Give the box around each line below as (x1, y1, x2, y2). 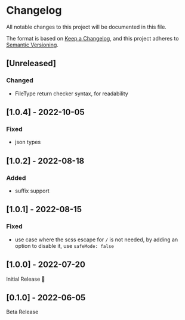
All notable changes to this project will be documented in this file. (6, 23, 167, 30)
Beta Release (6, 308, 39, 316)
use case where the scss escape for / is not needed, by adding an (14, 236, 178, 243)
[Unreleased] (6, 58, 57, 69)
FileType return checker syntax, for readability (14, 90, 128, 97)
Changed (6, 76, 34, 85)
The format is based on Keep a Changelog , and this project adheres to (6, 35, 179, 42)
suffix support (14, 187, 50, 194)
